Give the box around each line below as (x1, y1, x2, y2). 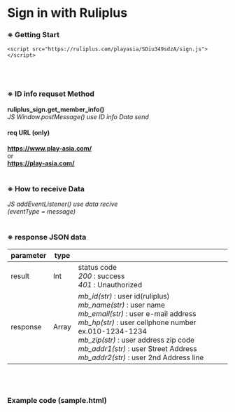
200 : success (78, 271, 125, 281)
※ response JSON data (7, 233, 87, 242)
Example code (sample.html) (7, 395, 107, 405)
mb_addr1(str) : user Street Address (78, 343, 197, 353)
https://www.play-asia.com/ (7, 144, 92, 152)
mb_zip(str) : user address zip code (78, 335, 194, 345)
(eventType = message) (7, 207, 76, 216)
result (10, 271, 30, 281)
